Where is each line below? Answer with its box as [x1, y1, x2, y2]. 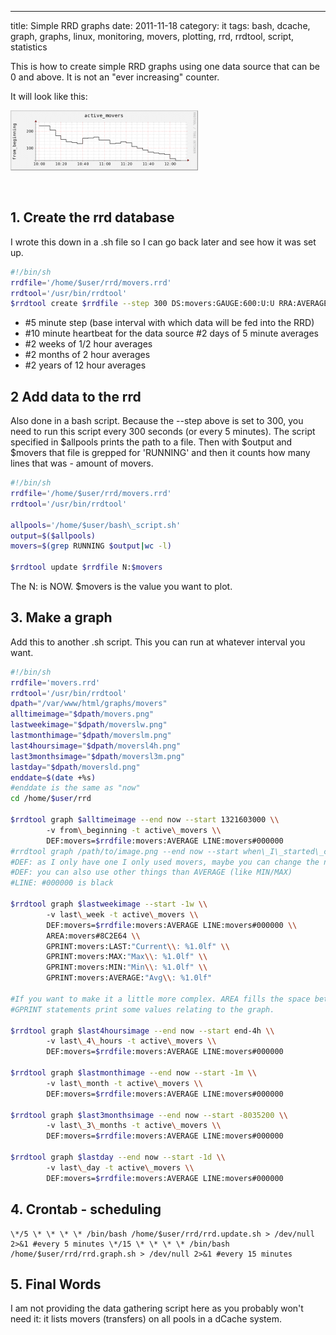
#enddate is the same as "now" [10, 783, 141, 793]
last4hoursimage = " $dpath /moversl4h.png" [10, 741, 182, 751]
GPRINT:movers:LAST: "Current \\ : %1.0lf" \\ [46, 941, 230, 951]
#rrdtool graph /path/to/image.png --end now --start [10, 846, 240, 856]
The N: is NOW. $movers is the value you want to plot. [10, 581, 233, 592]
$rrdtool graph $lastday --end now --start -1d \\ [10, 1152, 226, 1163]
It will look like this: [10, 91, 88, 102]
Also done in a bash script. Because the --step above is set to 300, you [10, 415, 304, 427]
